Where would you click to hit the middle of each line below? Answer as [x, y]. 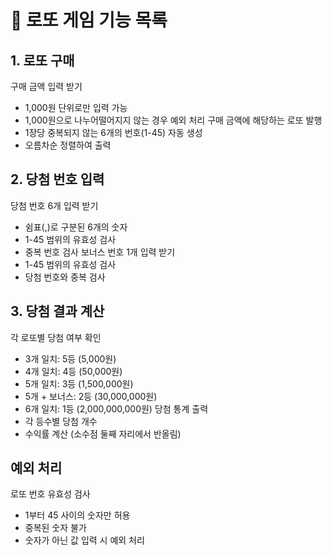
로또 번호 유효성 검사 [50, 494]
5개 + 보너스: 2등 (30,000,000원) [91, 396]
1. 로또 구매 [42, 60]
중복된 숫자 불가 [55, 528]
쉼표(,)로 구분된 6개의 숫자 [76, 227]
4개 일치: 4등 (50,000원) [73, 371]
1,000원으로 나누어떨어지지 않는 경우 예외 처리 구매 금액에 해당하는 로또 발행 [173, 120]
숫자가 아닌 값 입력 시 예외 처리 [84, 540]
